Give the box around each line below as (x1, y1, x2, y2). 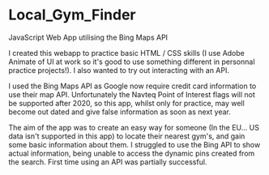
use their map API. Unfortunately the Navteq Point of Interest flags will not (8, 89, 255, 99)
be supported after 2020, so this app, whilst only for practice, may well (8, 98, 245, 108)
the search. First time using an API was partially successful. (8, 156, 207, 167)
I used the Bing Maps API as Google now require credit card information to (8, 81, 257, 91)
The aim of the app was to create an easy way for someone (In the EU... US (8, 122, 259, 132)
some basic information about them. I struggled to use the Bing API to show (8, 139, 261, 149)
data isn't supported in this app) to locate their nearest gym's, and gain (8, 131, 246, 141)
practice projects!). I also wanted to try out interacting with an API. (8, 65, 229, 75)
